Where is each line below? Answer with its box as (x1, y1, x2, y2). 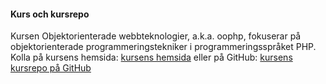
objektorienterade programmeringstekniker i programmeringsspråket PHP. (10, 41, 317, 53)
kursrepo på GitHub (10, 62, 92, 74)
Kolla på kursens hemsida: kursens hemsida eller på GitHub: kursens (10, 51, 293, 64)
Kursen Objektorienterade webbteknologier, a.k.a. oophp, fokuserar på (10, 30, 302, 42)
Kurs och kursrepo (10, 8, 90, 20)
